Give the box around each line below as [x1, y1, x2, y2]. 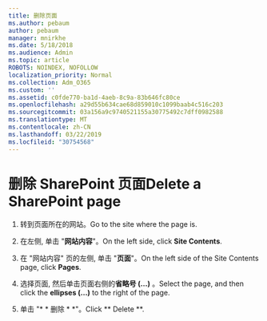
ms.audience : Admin [8, 49, 74, 57]
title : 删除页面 [8, 11, 58, 20]
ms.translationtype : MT [8, 116, 88, 124]
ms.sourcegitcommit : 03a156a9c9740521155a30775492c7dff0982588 [8, 109, 224, 117]
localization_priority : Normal [8, 71, 113, 79]
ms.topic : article [8, 57, 70, 65]
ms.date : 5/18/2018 [8, 42, 74, 50]
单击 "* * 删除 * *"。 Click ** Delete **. [19, 304, 145, 314]
